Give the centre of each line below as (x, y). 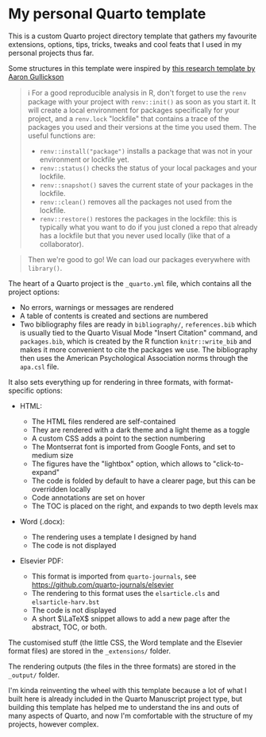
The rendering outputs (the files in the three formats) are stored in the (122, 666)
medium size (52, 455)
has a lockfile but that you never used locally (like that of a (135, 235)
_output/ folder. (34, 675)
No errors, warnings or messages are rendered (96, 307)
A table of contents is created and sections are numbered (114, 316)
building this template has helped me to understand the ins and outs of (124, 707)
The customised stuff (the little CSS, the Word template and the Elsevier (125, 642)
